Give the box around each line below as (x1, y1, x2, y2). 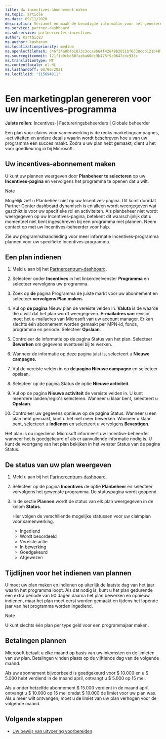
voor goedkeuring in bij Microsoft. (5, 145, 74, 151)
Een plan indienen (5, 253, 62, 262)
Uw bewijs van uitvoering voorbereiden (12, 728, 92, 734)
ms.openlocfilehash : (5, 49, 48, 54)
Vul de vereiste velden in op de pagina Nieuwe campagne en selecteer (12, 366, 158, 372)
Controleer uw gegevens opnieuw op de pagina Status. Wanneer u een (12, 410, 157, 416)
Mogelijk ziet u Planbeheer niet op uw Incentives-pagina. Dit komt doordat (5, 197, 157, 203)
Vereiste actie (19, 539, 48, 545)
